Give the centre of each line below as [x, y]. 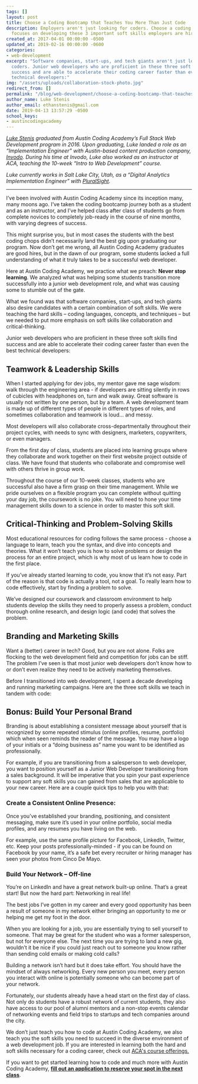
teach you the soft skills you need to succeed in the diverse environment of [98, 1038]
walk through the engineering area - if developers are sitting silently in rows [98, 389]
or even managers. [29, 438]
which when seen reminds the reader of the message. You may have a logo [98, 738]
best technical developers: [38, 351]
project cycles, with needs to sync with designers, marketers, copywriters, [96, 432]
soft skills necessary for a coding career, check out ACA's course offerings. [98, 1051]
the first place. [24, 563]
